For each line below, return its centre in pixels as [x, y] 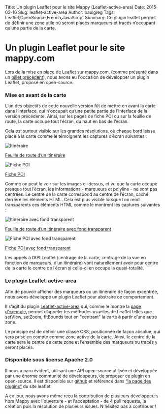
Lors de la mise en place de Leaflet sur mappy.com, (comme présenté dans [82, 72]
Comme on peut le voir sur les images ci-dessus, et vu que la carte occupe [81, 184]
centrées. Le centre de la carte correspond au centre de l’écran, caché [77, 194]
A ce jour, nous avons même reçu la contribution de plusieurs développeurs [82, 396]
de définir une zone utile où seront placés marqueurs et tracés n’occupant [80, 23]
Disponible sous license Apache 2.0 [49, 360]
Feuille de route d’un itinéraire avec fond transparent [58, 229]
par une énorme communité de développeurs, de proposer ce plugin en [78, 376]
